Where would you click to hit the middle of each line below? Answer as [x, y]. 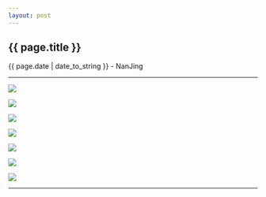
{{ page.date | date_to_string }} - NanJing [76, 66]
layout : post [30, 15]
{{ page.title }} [45, 48]
